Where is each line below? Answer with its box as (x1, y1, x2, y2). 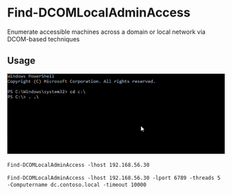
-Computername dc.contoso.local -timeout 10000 (7, 181, 147, 189)
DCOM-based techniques (7, 34, 80, 43)
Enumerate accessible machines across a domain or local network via (7, 28, 206, 36)
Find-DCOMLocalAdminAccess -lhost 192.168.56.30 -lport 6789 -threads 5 (7, 174, 221, 182)
